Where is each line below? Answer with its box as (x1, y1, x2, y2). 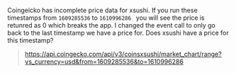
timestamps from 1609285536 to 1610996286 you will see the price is (7, 13, 205, 22)
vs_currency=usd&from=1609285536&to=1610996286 (24, 57, 184, 66)
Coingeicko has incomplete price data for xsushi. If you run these (7, 6, 198, 14)
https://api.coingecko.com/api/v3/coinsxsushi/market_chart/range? (24, 50, 222, 58)
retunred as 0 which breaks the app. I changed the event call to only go (7, 21, 216, 29)
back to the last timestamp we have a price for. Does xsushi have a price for (7, 28, 229, 37)
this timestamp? (7, 36, 54, 45)
